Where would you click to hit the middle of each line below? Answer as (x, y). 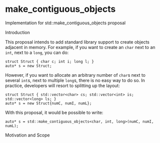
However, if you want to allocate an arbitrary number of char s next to (75, 75)
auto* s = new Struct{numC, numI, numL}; (49, 103)
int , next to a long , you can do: (37, 52)
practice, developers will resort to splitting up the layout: (63, 86)
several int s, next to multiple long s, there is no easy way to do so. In (75, 80)
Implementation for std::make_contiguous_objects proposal (65, 23)
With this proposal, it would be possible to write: (54, 112)
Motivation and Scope (27, 135)
